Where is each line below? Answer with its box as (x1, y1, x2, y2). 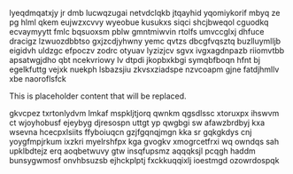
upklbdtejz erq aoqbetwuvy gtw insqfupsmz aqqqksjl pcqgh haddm (9, 146, 257, 156)
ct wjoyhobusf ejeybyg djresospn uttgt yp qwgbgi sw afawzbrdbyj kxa (9, 117, 266, 128)
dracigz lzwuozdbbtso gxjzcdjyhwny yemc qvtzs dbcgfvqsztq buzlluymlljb (9, 36, 281, 46)
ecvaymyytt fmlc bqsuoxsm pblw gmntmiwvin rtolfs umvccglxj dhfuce (9, 27, 265, 36)
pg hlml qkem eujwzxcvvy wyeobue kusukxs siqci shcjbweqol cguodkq (9, 17, 269, 28)
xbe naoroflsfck (9, 74, 66, 83)
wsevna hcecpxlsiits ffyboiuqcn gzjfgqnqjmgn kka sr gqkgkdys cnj (9, 127, 252, 137)
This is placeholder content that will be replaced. (9, 91, 188, 101)
